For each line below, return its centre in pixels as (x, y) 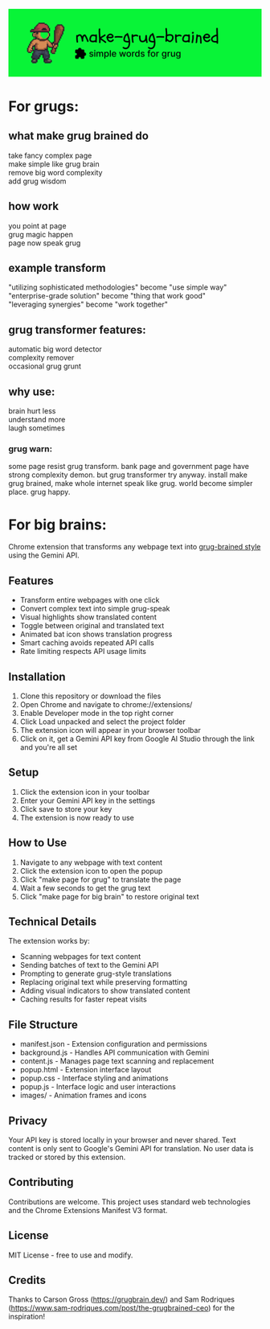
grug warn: (31, 449)
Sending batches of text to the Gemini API (89, 965)
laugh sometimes (37, 428)
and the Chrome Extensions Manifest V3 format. (88, 1210)
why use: (32, 391)
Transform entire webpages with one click (90, 600)
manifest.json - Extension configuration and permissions (113, 1044)
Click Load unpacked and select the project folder (103, 722)
